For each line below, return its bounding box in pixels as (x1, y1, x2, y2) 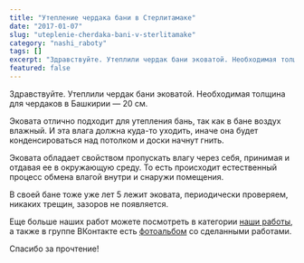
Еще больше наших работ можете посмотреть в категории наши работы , (9, 216, 293, 227)
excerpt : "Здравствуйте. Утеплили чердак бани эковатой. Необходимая (9, 55, 278, 64)
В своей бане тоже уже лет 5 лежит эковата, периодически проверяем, (9, 189, 289, 200)
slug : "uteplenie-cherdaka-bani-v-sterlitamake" (9, 30, 196, 39)
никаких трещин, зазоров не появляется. (9, 198, 169, 209)
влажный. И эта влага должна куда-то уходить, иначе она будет (9, 125, 259, 136)
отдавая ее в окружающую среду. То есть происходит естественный (9, 162, 278, 173)
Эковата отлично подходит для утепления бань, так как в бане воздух (9, 115, 281, 127)
